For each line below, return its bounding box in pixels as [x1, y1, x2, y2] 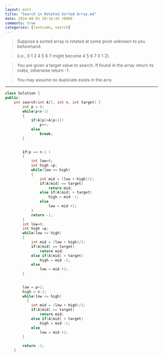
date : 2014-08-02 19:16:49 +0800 [5, 16, 73, 21]
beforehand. [16, 44, 42, 49]
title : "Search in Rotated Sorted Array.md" [5, 12, 97, 16]
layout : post [5, 7, 32, 12]
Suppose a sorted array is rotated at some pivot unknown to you [16, 38, 146, 44]
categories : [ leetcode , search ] [5, 25, 70, 30]
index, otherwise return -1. [16, 67, 70, 73]
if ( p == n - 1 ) [22, 149, 51, 154]
